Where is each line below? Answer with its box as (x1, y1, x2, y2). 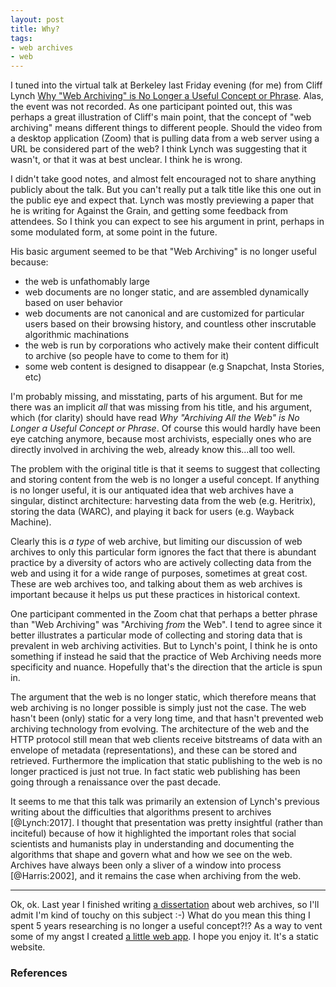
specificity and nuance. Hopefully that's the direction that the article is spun (10, 661, 323, 673)
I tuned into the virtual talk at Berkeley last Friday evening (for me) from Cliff (10, 79, 323, 91)
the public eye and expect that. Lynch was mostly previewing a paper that (10, 194, 315, 206)
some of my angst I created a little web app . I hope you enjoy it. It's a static (10, 931, 319, 943)
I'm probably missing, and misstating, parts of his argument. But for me (10, 391, 303, 403)
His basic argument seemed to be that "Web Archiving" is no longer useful (10, 246, 317, 258)
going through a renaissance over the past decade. (10, 776, 222, 788)
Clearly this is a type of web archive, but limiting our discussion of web (10, 536, 303, 548)
